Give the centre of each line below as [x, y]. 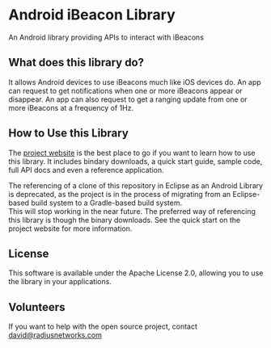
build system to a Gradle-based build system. [107, 203]
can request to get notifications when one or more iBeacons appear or [125, 90]
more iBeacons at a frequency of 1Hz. [71, 107]
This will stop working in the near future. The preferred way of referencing [132, 211]
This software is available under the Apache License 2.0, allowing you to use [136, 273]
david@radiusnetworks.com [55, 335]
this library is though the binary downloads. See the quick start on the [125, 220]
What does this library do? [76, 63]
